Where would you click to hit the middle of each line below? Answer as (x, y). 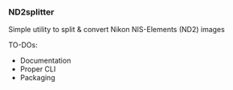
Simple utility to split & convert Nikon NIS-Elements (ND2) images (117, 30)
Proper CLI (38, 69)
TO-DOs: (23, 45)
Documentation (45, 61)
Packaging (37, 78)
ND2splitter (31, 12)
